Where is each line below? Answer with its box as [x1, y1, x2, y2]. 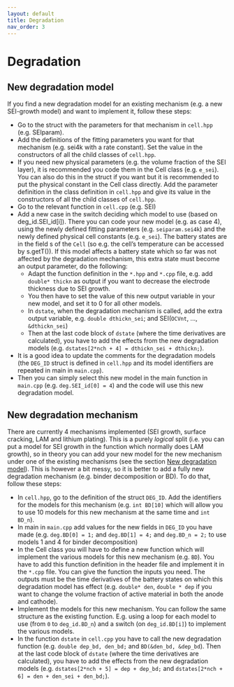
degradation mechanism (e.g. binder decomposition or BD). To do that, [7, 472, 211, 480]
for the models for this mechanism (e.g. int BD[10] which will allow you [17, 501, 224, 509]
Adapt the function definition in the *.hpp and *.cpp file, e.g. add [27, 270, 213, 278]
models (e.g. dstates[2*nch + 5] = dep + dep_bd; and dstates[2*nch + [17, 665, 223, 673]
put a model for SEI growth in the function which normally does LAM [7, 443, 204, 451]
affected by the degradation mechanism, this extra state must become [17, 255, 220, 263]
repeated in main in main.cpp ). [17, 366, 104, 375]
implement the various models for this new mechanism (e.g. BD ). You [17, 553, 214, 561]
